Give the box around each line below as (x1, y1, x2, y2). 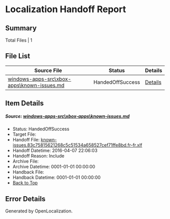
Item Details (5, 99, 44, 107)
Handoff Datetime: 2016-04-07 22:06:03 (12, 148, 98, 154)
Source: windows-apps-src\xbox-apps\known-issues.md (5, 113, 130, 119)
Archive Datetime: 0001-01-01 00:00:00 (12, 164, 95, 170)
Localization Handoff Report (5, 4, 126, 15)
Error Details (5, 194, 46, 203)
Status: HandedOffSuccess (12, 126, 70, 132)
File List (5, 52, 30, 60)
